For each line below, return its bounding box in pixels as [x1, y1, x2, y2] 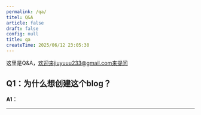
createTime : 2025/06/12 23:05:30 [6, 43, 90, 49]
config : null [6, 31, 39, 37]
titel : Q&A [6, 14, 33, 20]
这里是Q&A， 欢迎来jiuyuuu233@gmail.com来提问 [6, 59, 128, 66]
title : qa [6, 37, 31, 43]
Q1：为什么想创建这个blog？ [6, 78, 112, 89]
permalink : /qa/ [6, 8, 47, 15]
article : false [6, 20, 44, 26]
